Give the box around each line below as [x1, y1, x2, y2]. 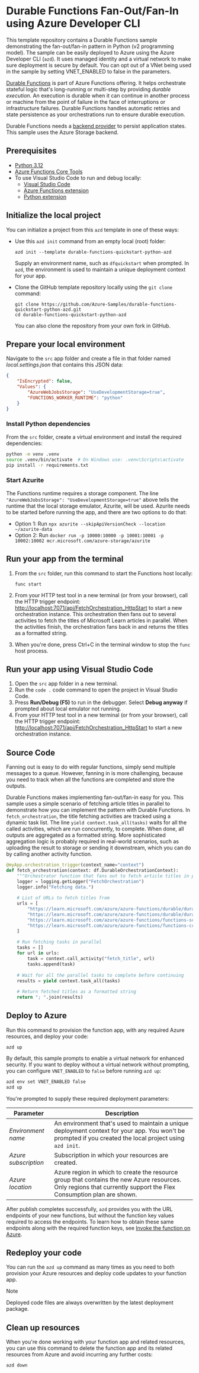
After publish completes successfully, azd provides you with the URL [6, 1205, 173, 1212]
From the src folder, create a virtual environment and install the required [6, 433, 182, 440]
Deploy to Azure [6, 1011, 67, 1021]
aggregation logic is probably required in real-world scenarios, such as [6, 838, 179, 845]
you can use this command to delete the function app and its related [6, 1345, 173, 1352]
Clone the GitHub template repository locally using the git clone [14, 283, 173, 291]
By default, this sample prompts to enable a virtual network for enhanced [6, 1055, 185, 1062]
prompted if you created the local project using [54, 1134, 185, 1142]
